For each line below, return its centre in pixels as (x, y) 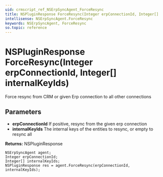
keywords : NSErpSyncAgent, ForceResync (46, 23)
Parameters (23, 112)
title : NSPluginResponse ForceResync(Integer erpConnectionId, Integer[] (82, 14)
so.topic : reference (26, 28)
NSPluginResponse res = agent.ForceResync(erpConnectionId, (68, 165)
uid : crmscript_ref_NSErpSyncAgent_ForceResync (55, 10)
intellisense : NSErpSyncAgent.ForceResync (49, 19)
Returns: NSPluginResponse (34, 144)
